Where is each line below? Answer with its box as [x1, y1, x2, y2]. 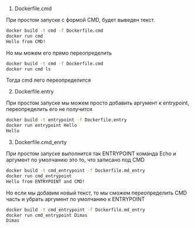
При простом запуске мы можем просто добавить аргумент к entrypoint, [6, 99, 190, 106]
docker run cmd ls [6, 66, 51, 72]
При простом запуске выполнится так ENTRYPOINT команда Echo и [6, 150, 177, 157]
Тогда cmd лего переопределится [6, 76, 91, 84]
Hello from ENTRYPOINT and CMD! [6, 179, 85, 185]
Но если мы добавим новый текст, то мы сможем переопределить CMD [6, 189, 187, 196]
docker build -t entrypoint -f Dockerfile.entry [6, 117, 127, 123]
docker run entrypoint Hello [6, 123, 77, 129]
